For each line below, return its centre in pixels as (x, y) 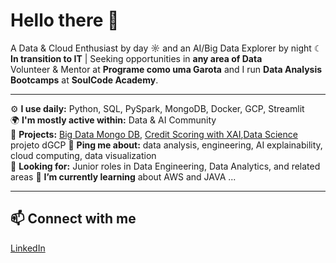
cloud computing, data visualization (83, 155)
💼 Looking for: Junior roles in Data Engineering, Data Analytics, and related (165, 166)
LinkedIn (28, 248)
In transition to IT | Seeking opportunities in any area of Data (136, 58)
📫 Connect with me (73, 219)
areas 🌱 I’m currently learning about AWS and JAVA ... (123, 176)
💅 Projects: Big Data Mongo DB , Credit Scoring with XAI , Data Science (154, 134)
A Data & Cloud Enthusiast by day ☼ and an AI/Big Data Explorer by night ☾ (166, 48)
